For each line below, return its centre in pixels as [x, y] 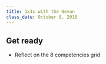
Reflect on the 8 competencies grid [57, 55]
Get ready [24, 41]
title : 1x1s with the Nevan [41, 11]
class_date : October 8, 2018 [42, 17]
